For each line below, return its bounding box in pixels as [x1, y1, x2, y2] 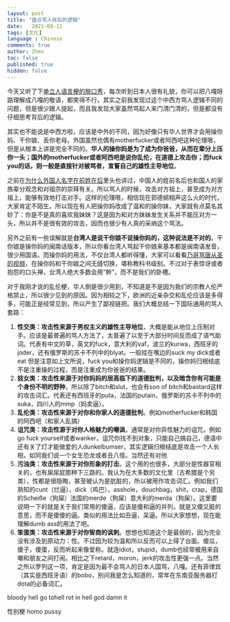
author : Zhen [7, 49, 44, 55]
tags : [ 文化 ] [7, 29, 42, 36]
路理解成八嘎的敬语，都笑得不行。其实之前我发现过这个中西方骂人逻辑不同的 [7, 95, 223, 103]
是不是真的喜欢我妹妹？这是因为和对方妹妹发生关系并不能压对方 [30, 210, 211, 219]
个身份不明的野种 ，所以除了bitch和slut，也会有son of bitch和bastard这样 [16, 382, 222, 390]
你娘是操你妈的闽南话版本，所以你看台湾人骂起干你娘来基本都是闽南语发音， [7, 242, 223, 250]
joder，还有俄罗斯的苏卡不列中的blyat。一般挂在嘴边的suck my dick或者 [16, 348, 221, 356]
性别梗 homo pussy [7, 607, 62, 615]
